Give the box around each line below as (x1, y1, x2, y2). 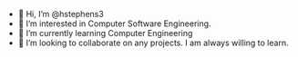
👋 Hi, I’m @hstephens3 (17, 9, 105, 19)
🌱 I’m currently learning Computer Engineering (17, 28, 193, 38)
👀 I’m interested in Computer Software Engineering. (17, 18, 211, 29)
